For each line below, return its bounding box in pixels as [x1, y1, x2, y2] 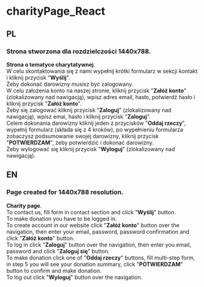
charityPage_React [6, 4, 105, 18]
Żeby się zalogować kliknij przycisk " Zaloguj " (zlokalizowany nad [6, 106, 172, 114]
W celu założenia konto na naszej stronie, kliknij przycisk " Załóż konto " [6, 87, 187, 94]
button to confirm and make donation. [6, 267, 102, 274]
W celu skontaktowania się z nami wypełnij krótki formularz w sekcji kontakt [6, 67, 198, 75]
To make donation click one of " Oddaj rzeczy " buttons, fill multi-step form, [6, 254, 195, 261]
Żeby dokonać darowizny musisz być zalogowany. [6, 80, 134, 88]
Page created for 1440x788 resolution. [6, 188, 124, 196]
